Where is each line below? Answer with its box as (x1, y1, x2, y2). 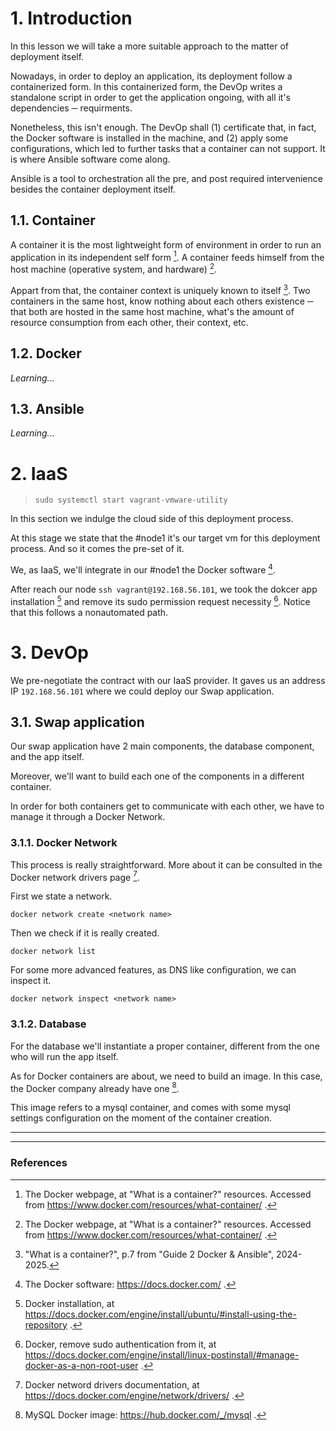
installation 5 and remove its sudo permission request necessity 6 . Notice (10, 593, 311, 607)
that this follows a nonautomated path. (10, 606, 169, 618)
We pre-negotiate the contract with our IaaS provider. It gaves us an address (10, 674, 326, 686)
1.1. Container (10, 212, 96, 229)
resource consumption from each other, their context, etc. (10, 316, 249, 328)
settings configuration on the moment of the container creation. (10, 1112, 273, 1124)
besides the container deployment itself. (10, 183, 176, 195)
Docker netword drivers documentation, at (24, 1378, 200, 1391)
